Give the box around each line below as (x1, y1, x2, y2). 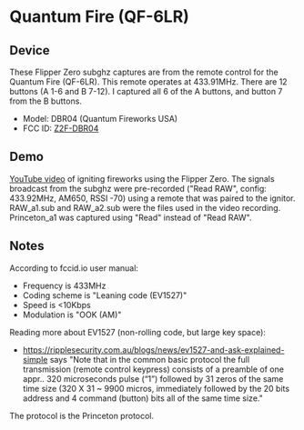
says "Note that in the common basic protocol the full (49, 354, 250, 365)
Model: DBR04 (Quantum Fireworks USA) (22, 114, 178, 124)
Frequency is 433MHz (22, 280, 106, 291)
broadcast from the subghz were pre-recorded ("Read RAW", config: (9, 183, 267, 194)
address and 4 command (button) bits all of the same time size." (22, 393, 264, 404)
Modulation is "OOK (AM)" (22, 309, 122, 320)
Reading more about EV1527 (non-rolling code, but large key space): (9, 326, 267, 337)
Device (9, 43, 50, 58)
